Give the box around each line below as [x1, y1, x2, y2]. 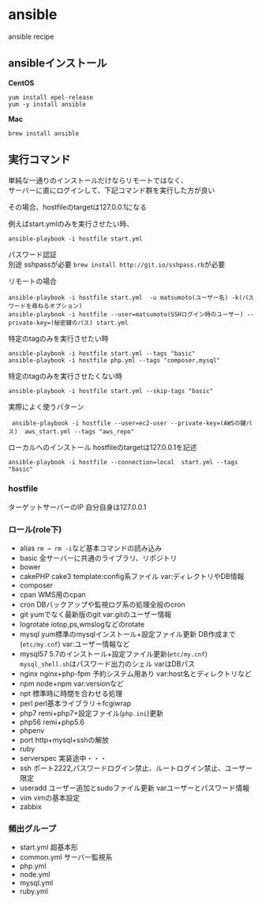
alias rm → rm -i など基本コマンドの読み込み [19, 543, 163, 553]
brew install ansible [8, 129, 80, 138]
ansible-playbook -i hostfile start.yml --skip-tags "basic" [8, 387, 214, 395]
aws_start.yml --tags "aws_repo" [24, 427, 135, 436]
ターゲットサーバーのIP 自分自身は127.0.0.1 [8, 502, 147, 512]
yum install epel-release [8, 93, 93, 101]
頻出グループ [8, 823, 57, 834]
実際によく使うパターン [8, 402, 84, 411]
